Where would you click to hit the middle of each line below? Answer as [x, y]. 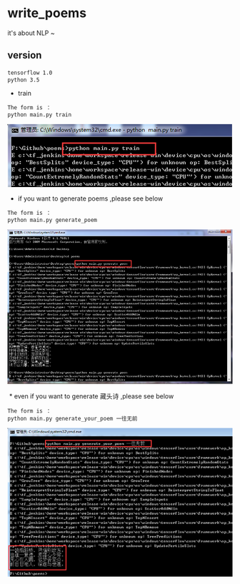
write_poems [47, 13]
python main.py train [40, 115]
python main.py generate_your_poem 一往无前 [72, 418]
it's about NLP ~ [31, 33]
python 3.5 [24, 80]
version [25, 55]
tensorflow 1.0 [30, 73]
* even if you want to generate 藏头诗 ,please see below [91, 396]
